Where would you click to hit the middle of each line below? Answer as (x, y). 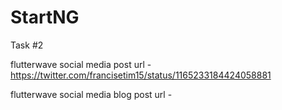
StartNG (45, 17)
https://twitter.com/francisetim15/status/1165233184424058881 (141, 75)
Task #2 (27, 45)
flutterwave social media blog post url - (91, 94)
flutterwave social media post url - (81, 64)
